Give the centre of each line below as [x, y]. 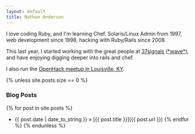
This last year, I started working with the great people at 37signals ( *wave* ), [97, 51]
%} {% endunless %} [40, 125]
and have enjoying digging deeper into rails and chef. [70, 57]
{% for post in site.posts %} [39, 108]
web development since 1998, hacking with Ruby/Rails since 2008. [86, 40]
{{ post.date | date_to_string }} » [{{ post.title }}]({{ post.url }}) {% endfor [102, 119]
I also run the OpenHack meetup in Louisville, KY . [65, 68]
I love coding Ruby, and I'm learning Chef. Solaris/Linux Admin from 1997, [94, 33]
